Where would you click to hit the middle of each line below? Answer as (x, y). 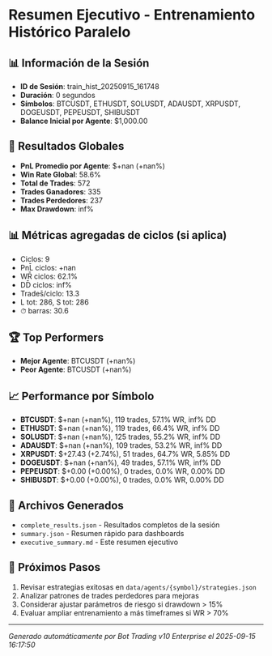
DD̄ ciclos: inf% (46, 284)
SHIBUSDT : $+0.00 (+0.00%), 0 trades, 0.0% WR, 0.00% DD (122, 480)
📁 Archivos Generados (66, 505)
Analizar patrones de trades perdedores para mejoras (110, 595)
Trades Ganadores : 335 (60, 191)
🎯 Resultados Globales (66, 146)
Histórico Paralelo (70, 32)
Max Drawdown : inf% (57, 209)
